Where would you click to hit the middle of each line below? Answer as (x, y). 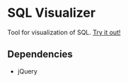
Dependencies (40, 54)
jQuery (27, 71)
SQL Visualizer (52, 13)
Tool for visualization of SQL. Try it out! (64, 32)
